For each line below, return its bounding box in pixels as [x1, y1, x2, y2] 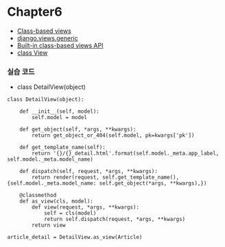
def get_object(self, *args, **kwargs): [19, 126, 137, 133]
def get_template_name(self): [19, 144, 106, 151]
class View [16, 49, 48, 57]
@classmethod [19, 192, 57, 199]
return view [32, 222, 67, 229]
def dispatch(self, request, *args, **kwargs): [19, 168, 158, 175]
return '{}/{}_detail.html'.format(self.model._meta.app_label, [32, 150, 220, 157]
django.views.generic [16, 34, 78, 42]
